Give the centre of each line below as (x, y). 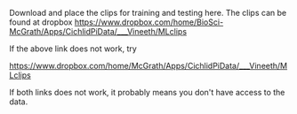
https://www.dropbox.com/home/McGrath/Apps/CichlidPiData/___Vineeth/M (148, 66)
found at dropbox (41, 22)
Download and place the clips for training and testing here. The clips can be (148, 13)
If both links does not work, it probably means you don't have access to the (147, 92)
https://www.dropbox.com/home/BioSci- (149, 22)
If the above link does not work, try (73, 49)
